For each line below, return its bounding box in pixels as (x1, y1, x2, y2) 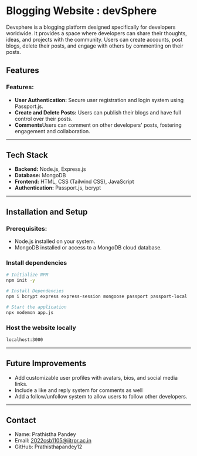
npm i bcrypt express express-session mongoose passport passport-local (6, 293, 188, 300)
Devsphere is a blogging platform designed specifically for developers (6, 23, 176, 31)
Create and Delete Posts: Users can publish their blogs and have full (14, 109, 181, 116)
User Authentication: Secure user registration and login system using (14, 96, 184, 103)
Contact (6, 416, 36, 425)
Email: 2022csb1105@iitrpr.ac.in (14, 437, 92, 444)
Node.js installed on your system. (14, 238, 96, 245)
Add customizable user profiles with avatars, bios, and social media (14, 374, 178, 381)
